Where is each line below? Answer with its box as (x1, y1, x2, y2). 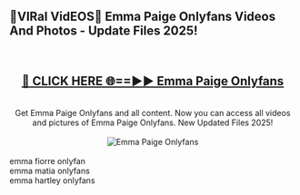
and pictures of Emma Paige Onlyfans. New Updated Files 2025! (32, 117, 274, 128)
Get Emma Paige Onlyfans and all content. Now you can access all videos (15, 107, 291, 118)
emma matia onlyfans (9, 165, 91, 176)
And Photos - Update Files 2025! (9, 24, 198, 39)
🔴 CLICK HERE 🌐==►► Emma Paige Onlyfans (21, 73, 285, 89)
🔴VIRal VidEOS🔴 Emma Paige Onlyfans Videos (9, 9, 275, 24)
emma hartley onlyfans (9, 174, 95, 186)
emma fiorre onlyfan (9, 155, 86, 166)
